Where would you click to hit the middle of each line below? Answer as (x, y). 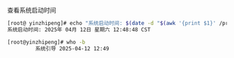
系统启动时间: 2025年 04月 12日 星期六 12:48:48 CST (79, 30)
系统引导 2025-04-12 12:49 (72, 48)
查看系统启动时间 (32, 10)
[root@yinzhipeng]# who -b (46, 42)
